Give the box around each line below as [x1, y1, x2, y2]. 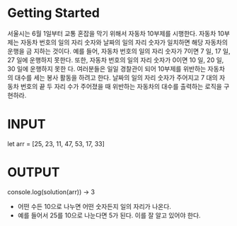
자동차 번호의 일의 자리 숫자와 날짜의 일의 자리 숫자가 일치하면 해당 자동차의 [20, 37, 229, 47]
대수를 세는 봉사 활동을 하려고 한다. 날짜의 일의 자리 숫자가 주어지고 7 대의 [14, 73, 218, 82]
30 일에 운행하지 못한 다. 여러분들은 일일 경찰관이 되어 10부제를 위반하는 [7, 64, 207, 73]
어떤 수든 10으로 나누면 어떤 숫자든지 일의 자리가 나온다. [17, 202, 172, 210]
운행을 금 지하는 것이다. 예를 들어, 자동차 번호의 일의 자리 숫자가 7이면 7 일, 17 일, [7, 47, 231, 55]
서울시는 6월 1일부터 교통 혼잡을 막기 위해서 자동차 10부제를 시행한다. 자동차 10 [7, 29, 225, 37]
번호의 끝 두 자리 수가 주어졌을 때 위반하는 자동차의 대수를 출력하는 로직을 [20, 82, 223, 90]
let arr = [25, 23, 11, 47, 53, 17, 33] [7, 139, 105, 148]
